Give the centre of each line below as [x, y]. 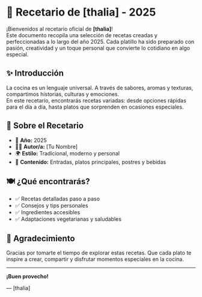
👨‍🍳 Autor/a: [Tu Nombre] [46, 146]
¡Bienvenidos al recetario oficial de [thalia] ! [60, 29]
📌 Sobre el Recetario [45, 126]
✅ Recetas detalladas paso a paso [57, 199]
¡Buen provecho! [28, 277]
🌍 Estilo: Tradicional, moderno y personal [67, 153]
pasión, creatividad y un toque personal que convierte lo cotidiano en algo [98, 48]
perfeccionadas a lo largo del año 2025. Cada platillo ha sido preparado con [100, 41]
